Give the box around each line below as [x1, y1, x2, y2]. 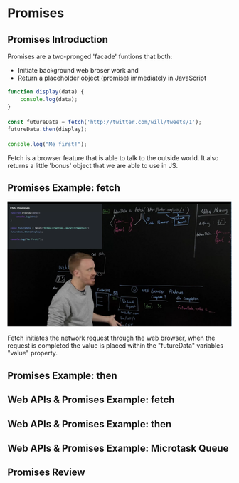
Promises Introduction [7, 33, 108, 46]
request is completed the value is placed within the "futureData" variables [7, 341, 224, 350]
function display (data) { [7, 88, 84, 95]
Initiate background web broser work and [17, 66, 139, 74]
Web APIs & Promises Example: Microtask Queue [7, 442, 229, 454]
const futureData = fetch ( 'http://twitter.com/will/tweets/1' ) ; [7, 118, 202, 125]
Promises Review [7, 467, 85, 479]
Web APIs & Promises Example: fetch [7, 394, 175, 406]
